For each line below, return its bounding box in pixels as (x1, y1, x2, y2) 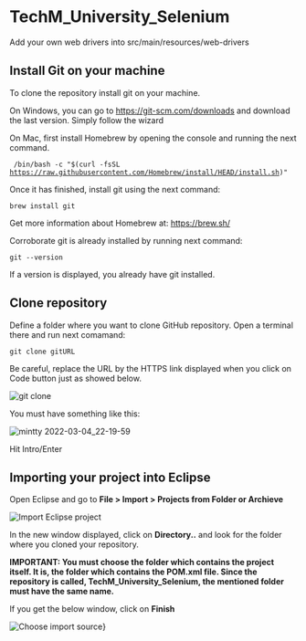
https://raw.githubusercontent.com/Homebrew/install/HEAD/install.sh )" (9, 167, 288, 177)
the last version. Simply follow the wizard (9, 114, 164, 125)
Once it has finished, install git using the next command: (9, 184, 221, 194)
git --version (9, 253, 64, 262)
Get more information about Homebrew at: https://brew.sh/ (9, 217, 231, 228)
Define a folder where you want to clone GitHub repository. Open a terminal (9, 320, 294, 331)
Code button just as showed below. (9, 373, 142, 384)
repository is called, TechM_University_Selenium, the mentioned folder (9, 576, 285, 587)
